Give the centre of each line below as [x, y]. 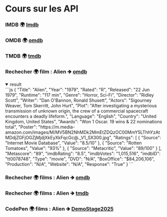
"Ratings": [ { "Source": [137, 138]
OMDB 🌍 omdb [24, 41]
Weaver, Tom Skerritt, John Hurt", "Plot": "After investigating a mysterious [81, 106]
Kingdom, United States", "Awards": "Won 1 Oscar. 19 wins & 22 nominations [84, 122]
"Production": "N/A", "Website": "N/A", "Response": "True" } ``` [69, 164]
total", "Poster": [21, 127]
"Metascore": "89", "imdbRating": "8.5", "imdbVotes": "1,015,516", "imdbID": [83, 154]
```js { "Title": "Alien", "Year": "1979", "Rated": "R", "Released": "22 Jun [77, 90]
